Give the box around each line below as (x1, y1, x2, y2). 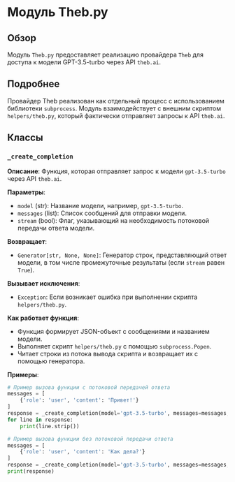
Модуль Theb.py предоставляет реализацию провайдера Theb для (7, 50, 204, 59)
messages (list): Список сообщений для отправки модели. (17, 209, 187, 217)
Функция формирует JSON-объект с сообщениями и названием (17, 327, 210, 335)
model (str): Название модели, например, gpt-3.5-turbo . (17, 201, 184, 210)
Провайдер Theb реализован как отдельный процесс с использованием (7, 96, 225, 105)
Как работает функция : (7, 314, 79, 322)
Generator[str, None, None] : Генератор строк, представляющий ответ (17, 251, 227, 259)
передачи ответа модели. (17, 224, 95, 232)
